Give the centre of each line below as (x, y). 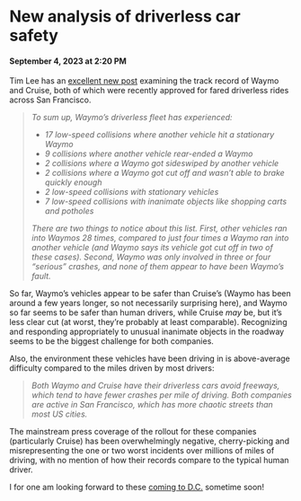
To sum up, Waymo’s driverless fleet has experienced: (132, 118)
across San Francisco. (50, 100)
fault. (41, 277)
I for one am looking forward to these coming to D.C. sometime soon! (137, 488)
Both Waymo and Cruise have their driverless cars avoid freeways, (155, 386)
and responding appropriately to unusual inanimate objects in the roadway (147, 332)
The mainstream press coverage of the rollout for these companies (133, 432)
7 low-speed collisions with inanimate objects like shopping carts (166, 202)
